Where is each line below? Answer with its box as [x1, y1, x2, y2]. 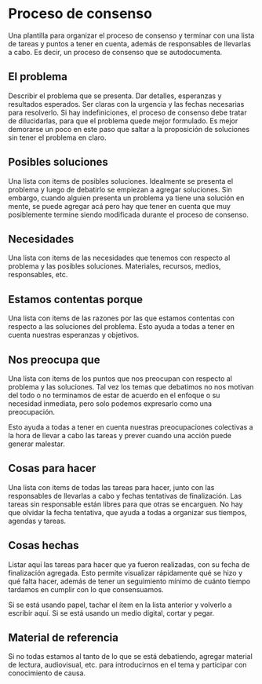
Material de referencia [8, 631, 119, 645]
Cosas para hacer [8, 462, 96, 475]
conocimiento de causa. [8, 668, 86, 678]
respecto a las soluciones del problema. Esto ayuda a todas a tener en [8, 322, 235, 331]
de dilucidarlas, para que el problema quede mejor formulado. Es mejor [8, 115, 238, 126]
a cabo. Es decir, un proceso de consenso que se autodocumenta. [8, 47, 223, 57]
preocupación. [8, 408, 56, 416]
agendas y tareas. [8, 516, 67, 525]
